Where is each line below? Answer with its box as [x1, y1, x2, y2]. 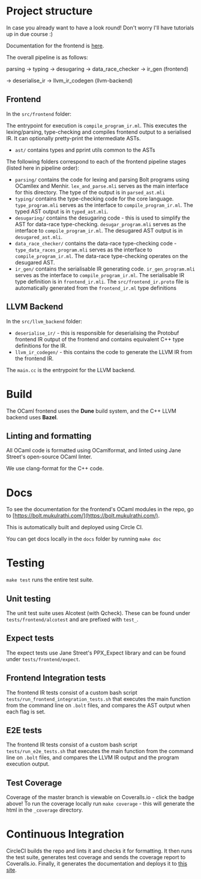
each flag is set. [6, 708, 46, 715]
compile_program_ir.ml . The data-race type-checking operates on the [14, 252, 188, 259]
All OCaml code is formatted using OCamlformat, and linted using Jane [6, 447, 181, 454]
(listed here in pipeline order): [6, 164, 79, 172]
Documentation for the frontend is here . [6, 42, 104, 49]
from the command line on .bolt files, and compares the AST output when [6, 701, 191, 709]
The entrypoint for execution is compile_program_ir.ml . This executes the [6, 122, 187, 129]
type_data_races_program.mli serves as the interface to [14, 246, 152, 253]
